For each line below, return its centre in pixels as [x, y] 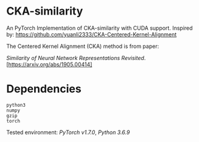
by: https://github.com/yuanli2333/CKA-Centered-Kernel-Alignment [92, 34]
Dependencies [44, 89]
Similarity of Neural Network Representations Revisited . [76, 58]
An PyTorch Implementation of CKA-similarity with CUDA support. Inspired [100, 28]
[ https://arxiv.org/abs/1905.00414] [49, 64]
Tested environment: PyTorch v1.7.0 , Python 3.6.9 [68, 132]
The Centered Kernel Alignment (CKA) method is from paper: [83, 46]
